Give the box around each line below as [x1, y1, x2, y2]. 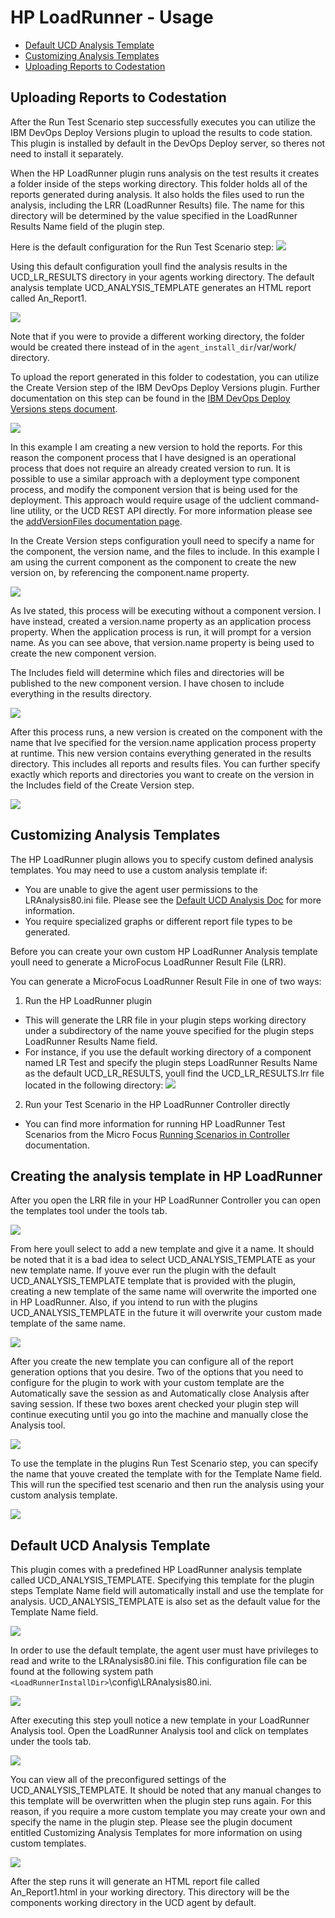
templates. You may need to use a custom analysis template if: [10, 864, 268, 876]
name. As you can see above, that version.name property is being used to [10, 636, 315, 648]
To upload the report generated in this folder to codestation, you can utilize [10, 371, 320, 383]
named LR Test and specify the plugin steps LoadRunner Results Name [24, 1056, 318, 1068]
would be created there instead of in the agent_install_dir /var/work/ [10, 341, 297, 353]
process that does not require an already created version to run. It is [10, 462, 291, 474]
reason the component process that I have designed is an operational [10, 451, 297, 463]
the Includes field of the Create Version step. [10, 779, 195, 791]
